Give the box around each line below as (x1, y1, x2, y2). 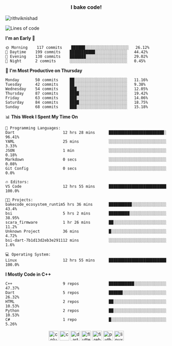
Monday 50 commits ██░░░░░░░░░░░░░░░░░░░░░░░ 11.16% (5, 78, 148, 83)
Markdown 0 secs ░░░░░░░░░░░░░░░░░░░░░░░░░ (5, 157, 167, 162)
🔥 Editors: (5, 180, 29, 185)
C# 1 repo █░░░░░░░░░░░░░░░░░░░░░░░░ (5, 317, 167, 322)
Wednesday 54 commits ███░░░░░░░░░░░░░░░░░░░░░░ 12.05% (5, 86, 148, 92)
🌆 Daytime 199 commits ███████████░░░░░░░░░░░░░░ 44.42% (5, 50, 148, 55)
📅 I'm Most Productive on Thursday (5, 68, 83, 74)
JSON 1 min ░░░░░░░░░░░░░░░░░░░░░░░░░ (5, 148, 167, 153)
